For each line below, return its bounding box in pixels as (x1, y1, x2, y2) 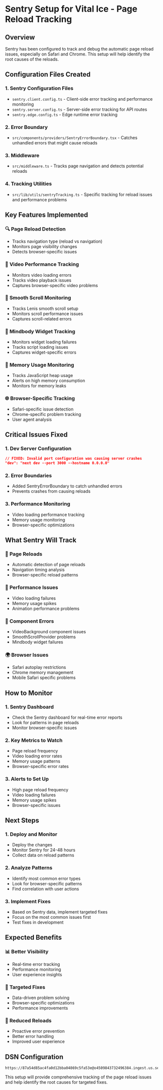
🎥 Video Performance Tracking (5, 261, 79, 268)
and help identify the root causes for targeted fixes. (5, 1079, 108, 1085)
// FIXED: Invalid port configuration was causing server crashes (5, 456, 142, 461)
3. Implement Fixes (5, 898, 51, 905)
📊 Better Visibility (5, 948, 49, 955)
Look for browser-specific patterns (12, 880, 82, 886)
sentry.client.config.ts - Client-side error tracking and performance (12, 96, 153, 102)
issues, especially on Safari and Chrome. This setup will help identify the (5, 51, 150, 57)
